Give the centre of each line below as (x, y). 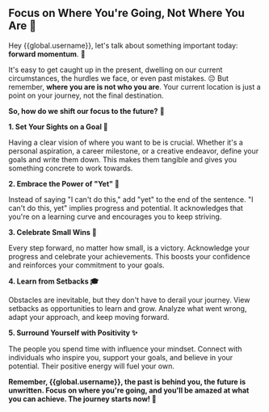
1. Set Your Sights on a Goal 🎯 (58, 126)
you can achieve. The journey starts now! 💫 (83, 398)
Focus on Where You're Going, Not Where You (126, 13)
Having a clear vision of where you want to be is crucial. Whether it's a (126, 142)
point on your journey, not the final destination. (86, 95)
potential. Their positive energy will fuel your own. (92, 366)
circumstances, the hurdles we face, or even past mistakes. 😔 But (118, 78)
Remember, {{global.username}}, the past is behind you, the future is (127, 381)
